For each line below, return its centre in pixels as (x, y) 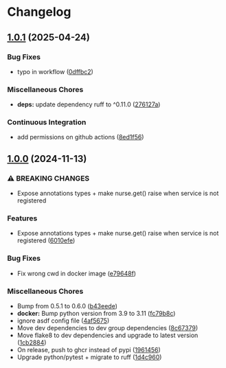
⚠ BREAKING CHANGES (48, 178)
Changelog (39, 12)
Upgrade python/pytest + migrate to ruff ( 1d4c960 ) (89, 357)
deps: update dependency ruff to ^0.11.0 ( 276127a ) (89, 104)
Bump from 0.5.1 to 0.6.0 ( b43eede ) (67, 306)
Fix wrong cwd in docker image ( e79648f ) (76, 273)
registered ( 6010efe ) (46, 240)
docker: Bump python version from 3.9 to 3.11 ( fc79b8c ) (96, 314)
